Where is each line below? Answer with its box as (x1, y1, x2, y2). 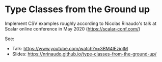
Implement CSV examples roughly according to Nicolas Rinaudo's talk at (5, 20, 156, 26)
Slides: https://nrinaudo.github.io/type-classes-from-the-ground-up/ (12, 51, 157, 57)
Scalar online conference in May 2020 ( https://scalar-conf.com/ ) (5, 25, 141, 32)
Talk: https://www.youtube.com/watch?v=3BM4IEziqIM (12, 45, 128, 51)
